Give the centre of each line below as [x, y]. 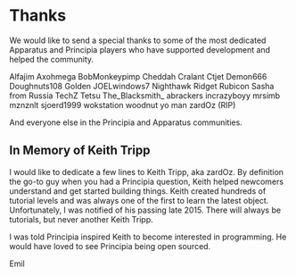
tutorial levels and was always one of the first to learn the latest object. [139, 200]
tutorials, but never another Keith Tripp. [81, 219]
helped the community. [52, 59]
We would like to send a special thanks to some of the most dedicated [138, 40]
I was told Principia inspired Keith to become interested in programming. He [148, 237]
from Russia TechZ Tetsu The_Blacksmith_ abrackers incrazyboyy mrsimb [145, 96]
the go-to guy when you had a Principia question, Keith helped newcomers [146, 181]
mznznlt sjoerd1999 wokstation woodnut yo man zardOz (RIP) [123, 105]
